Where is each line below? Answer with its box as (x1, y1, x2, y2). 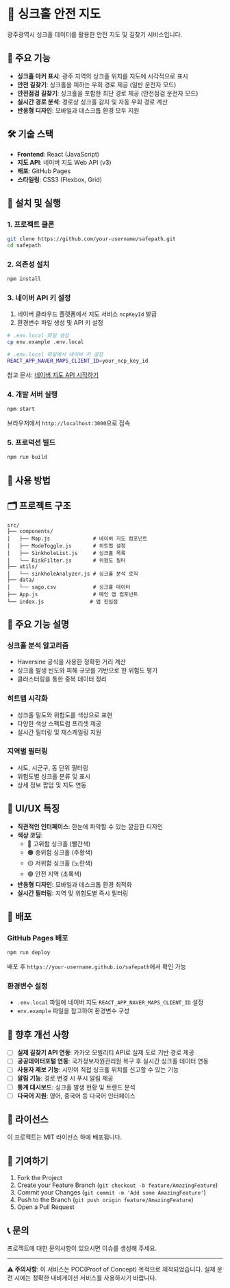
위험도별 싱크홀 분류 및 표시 (16, 772, 91, 780)
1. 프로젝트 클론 (7, 219, 55, 229)
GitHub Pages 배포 (7, 933, 68, 942)
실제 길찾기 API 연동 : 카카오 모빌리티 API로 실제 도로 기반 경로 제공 (16, 1048, 195, 1057)
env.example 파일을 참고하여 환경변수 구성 (16, 1007, 130, 1015)
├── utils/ (7, 563, 38, 570)
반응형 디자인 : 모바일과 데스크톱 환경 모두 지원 (16, 106, 140, 114)
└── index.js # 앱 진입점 (7, 598, 118, 605)
